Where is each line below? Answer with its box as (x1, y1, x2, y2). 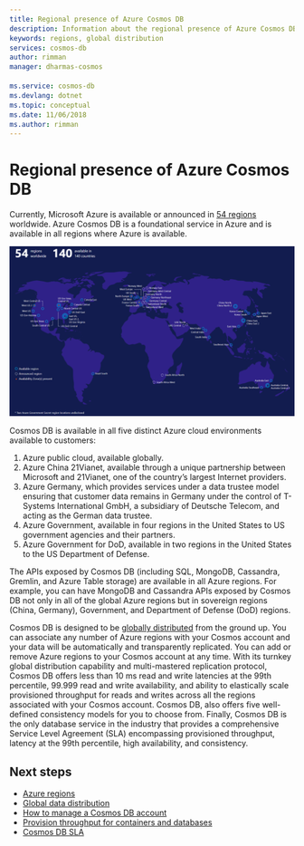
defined (9, 709, 39, 720)
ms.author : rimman (9, 120, 79, 129)
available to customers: (9, 435, 97, 446)
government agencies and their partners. (22, 530, 176, 541)
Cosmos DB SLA (22, 827, 84, 838)
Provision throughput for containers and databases (22, 817, 213, 828)
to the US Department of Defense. (22, 549, 150, 560)
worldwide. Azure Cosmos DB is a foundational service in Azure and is (9, 218, 272, 230)
